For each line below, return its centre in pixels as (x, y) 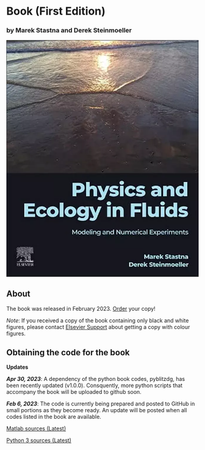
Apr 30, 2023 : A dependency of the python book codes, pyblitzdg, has (96, 379)
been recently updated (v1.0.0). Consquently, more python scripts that (95, 385)
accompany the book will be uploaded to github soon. (74, 392)
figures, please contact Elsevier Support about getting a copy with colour (98, 327)
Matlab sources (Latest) (36, 429)
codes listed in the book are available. (54, 417)
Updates (17, 367)
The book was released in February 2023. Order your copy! (81, 308)
